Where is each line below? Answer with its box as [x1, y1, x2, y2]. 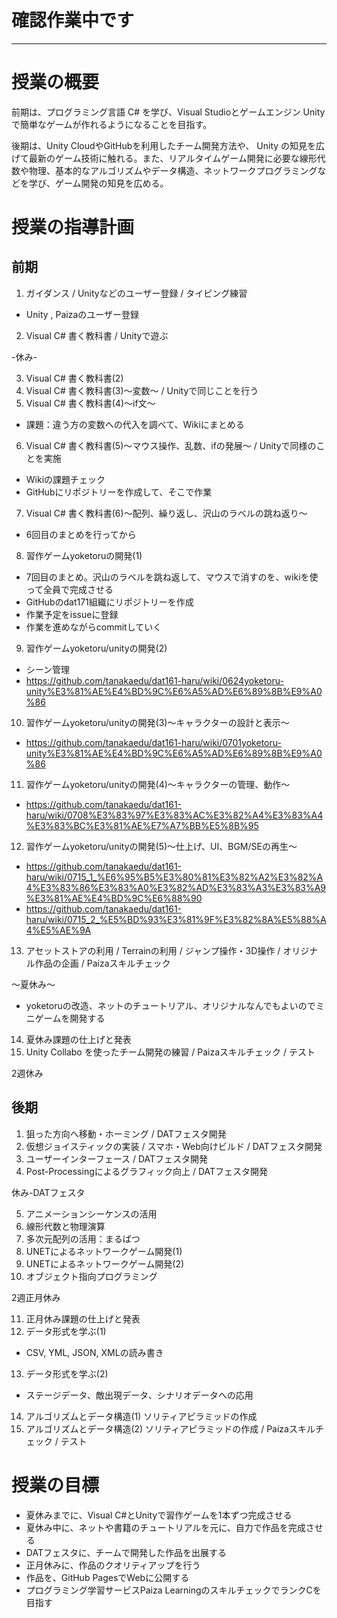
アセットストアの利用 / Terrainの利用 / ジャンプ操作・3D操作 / [25, 944, 281, 956]
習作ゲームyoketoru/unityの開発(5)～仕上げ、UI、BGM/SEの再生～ [25, 840, 298, 852]
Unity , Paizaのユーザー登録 [25, 308, 140, 320]
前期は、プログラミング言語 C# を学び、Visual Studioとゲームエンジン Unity [11, 106, 326, 118]
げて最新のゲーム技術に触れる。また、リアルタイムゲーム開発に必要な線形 [11, 152, 318, 164]
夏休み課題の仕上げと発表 [25, 1033, 132, 1045]
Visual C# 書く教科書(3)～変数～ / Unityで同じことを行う [25, 384, 259, 396]
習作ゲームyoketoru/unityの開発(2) [25, 642, 168, 654]
